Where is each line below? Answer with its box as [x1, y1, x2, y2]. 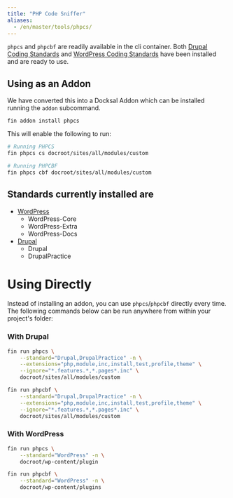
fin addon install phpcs [7, 117, 80, 125]
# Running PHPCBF [7, 162, 58, 169]
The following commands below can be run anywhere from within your [7, 307, 211, 316]
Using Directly [7, 276, 92, 292]
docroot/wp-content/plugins [20, 484, 101, 491]
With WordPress [7, 429, 64, 439]
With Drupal [7, 332, 49, 342]
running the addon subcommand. [7, 104, 101, 112]
